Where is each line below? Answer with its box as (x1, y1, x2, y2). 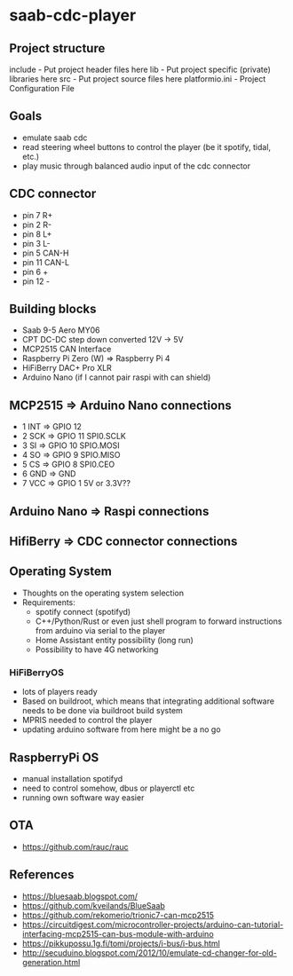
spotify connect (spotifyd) (35, 606, 131, 617)
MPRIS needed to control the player (21, 715, 153, 726)
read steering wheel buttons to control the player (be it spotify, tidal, (21, 141, 272, 152)
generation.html (21, 956, 81, 967)
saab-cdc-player (9, 5, 137, 26)
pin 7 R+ (21, 209, 53, 220)
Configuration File (9, 83, 75, 93)
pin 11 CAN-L (21, 256, 69, 267)
